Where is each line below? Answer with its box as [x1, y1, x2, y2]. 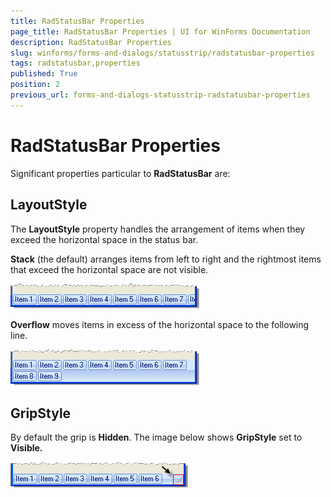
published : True [10, 69, 78, 79]
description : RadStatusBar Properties [10, 37, 172, 47]
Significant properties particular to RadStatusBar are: [10, 167, 231, 179]
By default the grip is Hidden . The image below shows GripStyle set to [10, 431, 303, 444]
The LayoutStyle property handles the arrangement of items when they [10, 223, 306, 235]
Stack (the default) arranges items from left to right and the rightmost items [10, 253, 322, 265]
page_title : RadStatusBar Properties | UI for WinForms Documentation [10, 26, 311, 37]
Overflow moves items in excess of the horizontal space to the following [10, 318, 310, 330]
